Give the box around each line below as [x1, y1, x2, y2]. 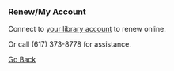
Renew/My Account [8, 6, 86, 17]
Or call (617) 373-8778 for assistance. [8, 39, 132, 49]
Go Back [8, 54, 36, 65]
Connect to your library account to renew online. [8, 24, 166, 34]
